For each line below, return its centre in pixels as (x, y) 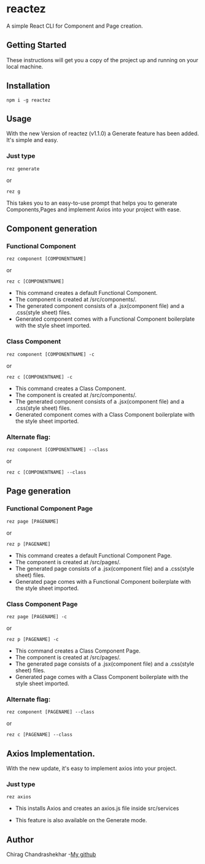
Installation (28, 86)
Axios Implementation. (51, 754)
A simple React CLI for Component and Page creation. (75, 26)
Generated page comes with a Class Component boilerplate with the (102, 677)
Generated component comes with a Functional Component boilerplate (105, 319)
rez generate (23, 169)
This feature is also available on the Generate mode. (81, 820)
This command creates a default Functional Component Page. (94, 556)
